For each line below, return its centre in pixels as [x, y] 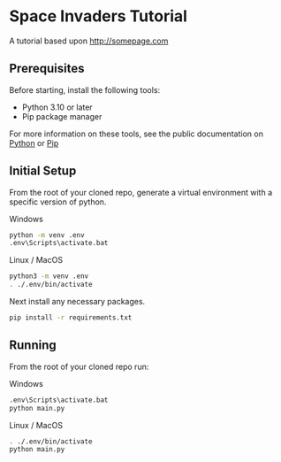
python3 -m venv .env [49, 276]
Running [33, 346]
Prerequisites [47, 69]
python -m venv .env [47, 235]
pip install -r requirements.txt [71, 318]
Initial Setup [43, 171]
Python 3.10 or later [57, 107]
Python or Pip [34, 142]
